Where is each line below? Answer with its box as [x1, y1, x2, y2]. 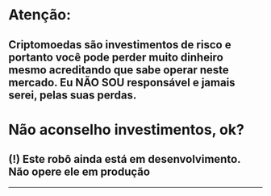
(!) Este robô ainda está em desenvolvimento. [8, 152, 241, 166]
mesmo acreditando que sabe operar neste [8, 63, 230, 77]
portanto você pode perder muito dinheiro [8, 50, 223, 64]
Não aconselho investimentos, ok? [8, 120, 244, 139]
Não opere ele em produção [8, 165, 151, 179]
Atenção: [8, 6, 71, 24]
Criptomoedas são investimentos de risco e [8, 38, 231, 52]
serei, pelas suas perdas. [8, 88, 137, 102]
